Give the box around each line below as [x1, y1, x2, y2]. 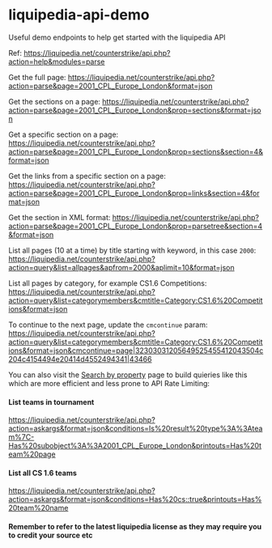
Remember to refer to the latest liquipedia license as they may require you [8, 521, 262, 531]
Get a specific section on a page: [8, 130, 119, 139]
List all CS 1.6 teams [8, 468, 77, 478]
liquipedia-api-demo [8, 6, 150, 24]
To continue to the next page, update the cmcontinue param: [8, 320, 208, 329]
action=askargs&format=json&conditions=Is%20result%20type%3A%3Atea [8, 423, 263, 434]
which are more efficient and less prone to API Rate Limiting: [8, 378, 210, 388]
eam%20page [8, 449, 56, 459]
